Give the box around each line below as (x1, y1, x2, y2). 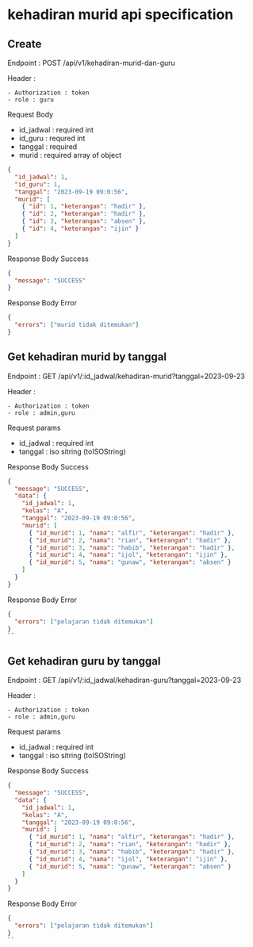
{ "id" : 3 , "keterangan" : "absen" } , (21, 217, 147, 225)
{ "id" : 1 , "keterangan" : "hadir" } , (21, 202, 147, 211)
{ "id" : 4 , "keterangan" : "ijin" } (21, 224, 140, 232)
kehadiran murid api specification (7, 6, 234, 24)
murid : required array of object (18, 151, 122, 159)
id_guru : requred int (18, 133, 86, 143)
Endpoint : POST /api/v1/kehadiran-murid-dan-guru (7, 58, 175, 67)
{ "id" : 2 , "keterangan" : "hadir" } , (21, 210, 147, 218)
